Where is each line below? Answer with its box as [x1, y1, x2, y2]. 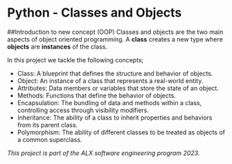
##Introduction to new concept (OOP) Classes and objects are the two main [7, 28, 224, 36]
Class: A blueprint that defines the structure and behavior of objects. [17, 69, 213, 78]
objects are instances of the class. [7, 42, 107, 51]
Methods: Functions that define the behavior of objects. [17, 91, 177, 100]
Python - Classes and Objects [7, 5, 182, 21]
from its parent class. [17, 120, 78, 129]
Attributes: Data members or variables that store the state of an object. [17, 84, 220, 92]
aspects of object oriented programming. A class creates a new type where [7, 35, 223, 43]
